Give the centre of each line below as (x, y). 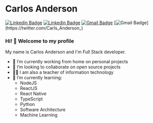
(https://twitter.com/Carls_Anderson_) (44, 28)
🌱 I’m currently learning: (37, 78)
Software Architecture (43, 110)
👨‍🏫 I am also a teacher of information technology (63, 72)
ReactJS (29, 88)
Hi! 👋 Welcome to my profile (40, 41)
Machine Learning (39, 115)
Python (27, 104)
